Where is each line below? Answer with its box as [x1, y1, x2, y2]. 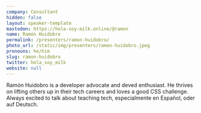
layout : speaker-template [6, 20, 71, 26]
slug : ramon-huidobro [6, 54, 61, 60]
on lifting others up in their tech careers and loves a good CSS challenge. [6, 88, 189, 95]
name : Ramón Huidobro [6, 31, 61, 37]
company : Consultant [6, 8, 59, 15]
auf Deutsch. [6, 101, 38, 108]
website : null [6, 65, 42, 71]
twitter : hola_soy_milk [6, 59, 67, 65]
